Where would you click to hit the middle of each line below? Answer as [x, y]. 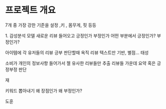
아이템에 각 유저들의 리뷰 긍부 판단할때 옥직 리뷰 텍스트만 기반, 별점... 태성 [77, 52]
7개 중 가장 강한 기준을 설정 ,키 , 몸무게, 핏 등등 [51, 25]
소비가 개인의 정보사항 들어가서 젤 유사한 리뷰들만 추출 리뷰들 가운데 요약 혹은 [80, 63]
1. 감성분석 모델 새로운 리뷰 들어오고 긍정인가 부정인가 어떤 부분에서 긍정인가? [80, 35]
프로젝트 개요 [30, 10]
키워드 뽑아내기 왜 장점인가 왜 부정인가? [44, 90]
